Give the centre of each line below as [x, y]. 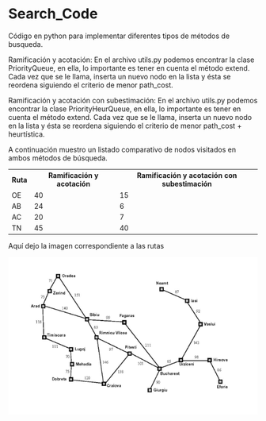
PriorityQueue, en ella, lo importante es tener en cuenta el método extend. [129, 68]
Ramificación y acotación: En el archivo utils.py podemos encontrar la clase [131, 60]
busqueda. [26, 44]
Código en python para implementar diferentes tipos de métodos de [119, 36]
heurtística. [27, 134]
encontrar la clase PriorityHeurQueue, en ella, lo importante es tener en [125, 109]
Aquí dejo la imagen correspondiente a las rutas [86, 245]
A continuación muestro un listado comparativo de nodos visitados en [122, 149]
